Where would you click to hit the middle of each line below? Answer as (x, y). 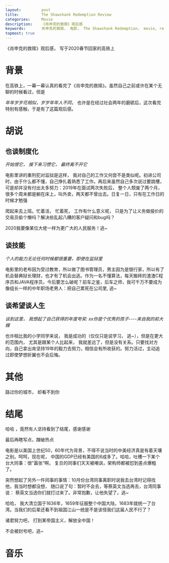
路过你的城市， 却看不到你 (32, 392)
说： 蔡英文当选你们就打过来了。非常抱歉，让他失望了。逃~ (67, 493)
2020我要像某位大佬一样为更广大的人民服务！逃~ (57, 228)
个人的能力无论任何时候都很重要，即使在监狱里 (54, 258)
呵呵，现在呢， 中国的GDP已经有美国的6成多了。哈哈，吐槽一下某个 (89, 457)
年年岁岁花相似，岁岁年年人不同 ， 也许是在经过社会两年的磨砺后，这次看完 (83, 102)
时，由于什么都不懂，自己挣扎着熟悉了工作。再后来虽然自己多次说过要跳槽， (85, 181)
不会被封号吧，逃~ (24, 531)
